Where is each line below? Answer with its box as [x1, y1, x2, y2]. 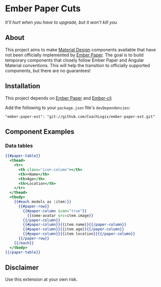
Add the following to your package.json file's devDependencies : [5, 105, 130, 110]
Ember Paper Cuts [5, 3, 81, 14]
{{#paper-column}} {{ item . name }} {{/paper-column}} [23, 222, 127, 227]
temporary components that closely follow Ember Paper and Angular [5, 57, 144, 63]
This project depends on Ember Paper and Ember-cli [5, 95, 112, 101]
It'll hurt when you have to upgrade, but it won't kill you [5, 19, 117, 25]
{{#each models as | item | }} [14, 199, 71, 204]
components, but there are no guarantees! [5, 68, 91, 73]
